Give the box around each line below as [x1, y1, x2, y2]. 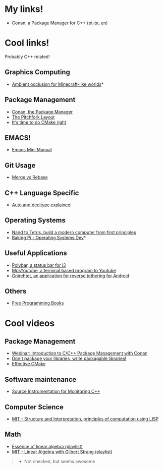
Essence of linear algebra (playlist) [11, 443, 83, 449]
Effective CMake [11, 361, 46, 367]
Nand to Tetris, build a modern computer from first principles [11, 229, 137, 235]
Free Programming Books [11, 300, 64, 306]
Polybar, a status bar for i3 [11, 262, 66, 268]
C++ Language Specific [4, 188, 79, 197]
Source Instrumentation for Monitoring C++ [11, 388, 101, 395]
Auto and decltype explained [11, 202, 71, 208]
